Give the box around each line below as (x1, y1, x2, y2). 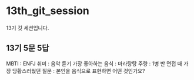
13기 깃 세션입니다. (6, 24, 49, 31)
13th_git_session (6, 4, 90, 18)
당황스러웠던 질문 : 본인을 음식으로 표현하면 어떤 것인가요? (12, 67, 145, 74)
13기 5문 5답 (6, 43, 49, 54)
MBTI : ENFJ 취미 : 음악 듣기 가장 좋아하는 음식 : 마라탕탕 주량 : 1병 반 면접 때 (6, 60, 182, 67)
